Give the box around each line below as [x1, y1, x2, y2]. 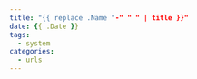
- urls [17, 55, 43, 64]
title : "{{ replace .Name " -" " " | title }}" [9, 13, 189, 23]
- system [17, 38, 51, 48]
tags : [9, 30, 30, 39]
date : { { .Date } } [9, 22, 79, 31]
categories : [9, 47, 54, 56]
